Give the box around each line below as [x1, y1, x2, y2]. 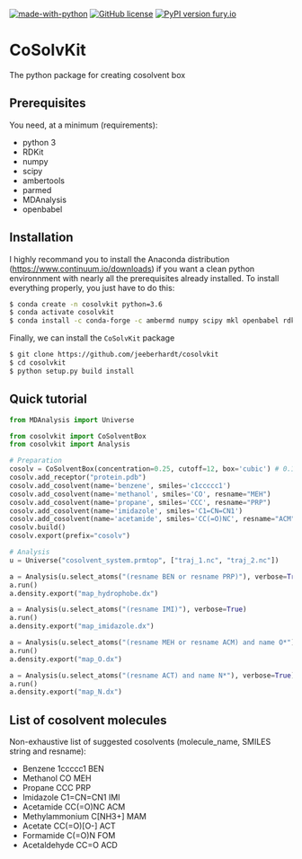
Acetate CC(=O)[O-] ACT [22, 820, 117, 831]
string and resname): [9, 746, 87, 757]
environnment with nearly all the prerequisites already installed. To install [9, 272, 280, 283]
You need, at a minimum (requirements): [9, 120, 158, 130]
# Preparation [9, 456, 63, 465]
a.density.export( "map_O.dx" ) [9, 654, 123, 664]
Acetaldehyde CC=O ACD [22, 840, 119, 851]
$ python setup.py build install [9, 367, 135, 376]
